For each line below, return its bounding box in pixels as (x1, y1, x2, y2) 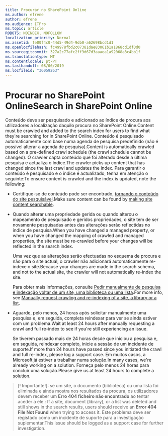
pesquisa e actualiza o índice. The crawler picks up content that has (5, 159, 145, 166)
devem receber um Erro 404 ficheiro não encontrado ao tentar (17, 393, 149, 399)
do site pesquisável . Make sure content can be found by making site (12, 196, 153, 202)
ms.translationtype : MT (5, 54, 55, 59)
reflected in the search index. (12, 243, 73, 249)
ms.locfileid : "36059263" (5, 68, 59, 73)
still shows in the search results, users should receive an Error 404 (17, 404, 157, 410)
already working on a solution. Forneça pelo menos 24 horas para (12, 362, 149, 368)
